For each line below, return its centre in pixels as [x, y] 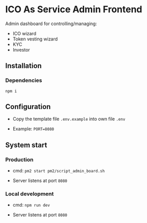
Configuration [28, 107]
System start [26, 145]
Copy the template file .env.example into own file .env [69, 119]
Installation [23, 66]
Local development [30, 194]
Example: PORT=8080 [33, 129]
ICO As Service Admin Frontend [74, 9]
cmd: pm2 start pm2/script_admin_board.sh [59, 171]
